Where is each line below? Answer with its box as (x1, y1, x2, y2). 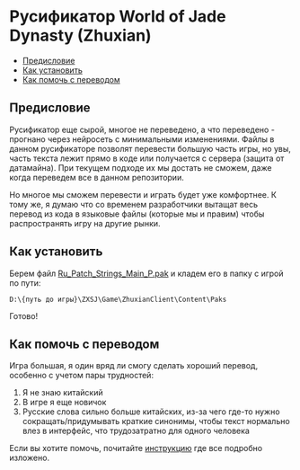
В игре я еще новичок (22, 397, 107, 408)
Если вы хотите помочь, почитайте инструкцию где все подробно (9, 443, 263, 454)
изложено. (9, 452, 50, 464)
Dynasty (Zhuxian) (9, 25, 152, 46)
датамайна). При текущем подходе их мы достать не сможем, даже (9, 162, 272, 173)
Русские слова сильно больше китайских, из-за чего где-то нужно (22, 406, 280, 417)
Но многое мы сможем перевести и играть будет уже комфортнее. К (9, 189, 277, 200)
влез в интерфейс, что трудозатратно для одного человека (22, 425, 250, 437)
